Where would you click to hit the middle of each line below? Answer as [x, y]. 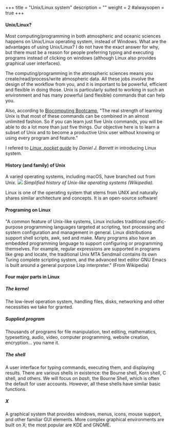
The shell [15, 354]
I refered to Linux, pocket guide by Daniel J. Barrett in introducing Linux [81, 148]
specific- [157, 221]
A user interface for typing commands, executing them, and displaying [80, 368]
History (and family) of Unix [35, 165]
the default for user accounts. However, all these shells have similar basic [83, 384]
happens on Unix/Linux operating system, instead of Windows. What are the [86, 42]
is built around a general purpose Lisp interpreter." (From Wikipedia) [77, 265]
